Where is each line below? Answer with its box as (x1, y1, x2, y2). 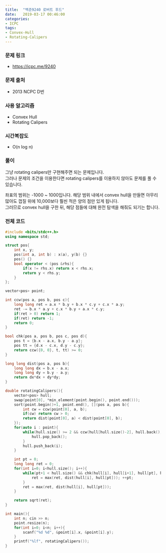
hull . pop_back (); (31, 434, 68, 439)
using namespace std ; (5, 234, 50, 239)
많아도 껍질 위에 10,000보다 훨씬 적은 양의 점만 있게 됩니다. (5, 198, 119, 204)
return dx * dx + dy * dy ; (14, 375, 61, 380)
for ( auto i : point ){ (14, 425, 58, 430)
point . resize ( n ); (14, 520, 50, 525)
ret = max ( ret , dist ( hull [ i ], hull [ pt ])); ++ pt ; (31, 475, 134, 480)
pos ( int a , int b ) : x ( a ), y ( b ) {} (14, 252, 87, 257)
